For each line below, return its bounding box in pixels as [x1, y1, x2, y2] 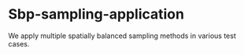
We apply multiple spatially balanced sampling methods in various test [8, 31, 236, 40]
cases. [8, 39, 30, 48]
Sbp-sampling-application [8, 5, 185, 23]
